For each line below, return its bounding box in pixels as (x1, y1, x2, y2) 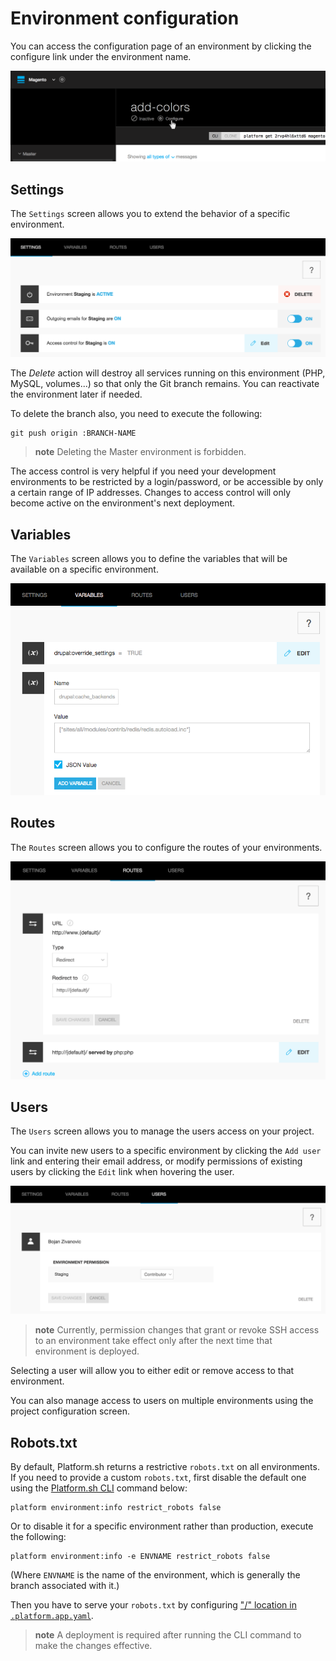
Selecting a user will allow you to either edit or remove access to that (10, 1365, 295, 1377)
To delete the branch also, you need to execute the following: (10, 408, 263, 420)
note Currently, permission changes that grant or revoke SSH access (34, 1324, 320, 1336)
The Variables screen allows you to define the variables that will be (10, 553, 288, 565)
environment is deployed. (34, 1345, 140, 1357)
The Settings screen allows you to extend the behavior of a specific (10, 207, 291, 219)
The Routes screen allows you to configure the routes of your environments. (10, 841, 323, 853)
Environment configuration (10, 7, 240, 30)
